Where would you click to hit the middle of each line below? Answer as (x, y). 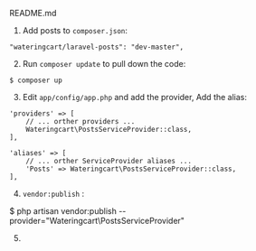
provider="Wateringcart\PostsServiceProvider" (97, 221)
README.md (33, 13)
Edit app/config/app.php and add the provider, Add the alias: (134, 97)
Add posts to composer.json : (75, 30)
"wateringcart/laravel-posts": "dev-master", (96, 47)
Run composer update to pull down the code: (104, 64)
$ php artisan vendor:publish (63, 211)
